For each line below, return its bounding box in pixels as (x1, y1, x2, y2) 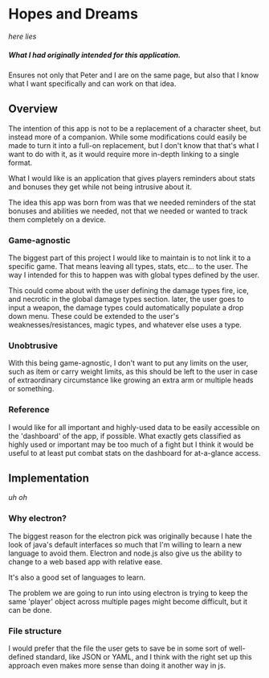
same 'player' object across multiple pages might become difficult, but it (8, 597, 247, 606)
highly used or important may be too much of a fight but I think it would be (8, 440, 255, 449)
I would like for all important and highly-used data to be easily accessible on (8, 422, 260, 432)
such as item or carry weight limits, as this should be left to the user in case (8, 367, 259, 377)
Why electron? (8, 513, 67, 524)
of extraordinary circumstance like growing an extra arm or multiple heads (8, 375, 254, 385)
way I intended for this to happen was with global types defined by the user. (8, 271, 259, 280)
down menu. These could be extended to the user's (8, 312, 179, 321)
